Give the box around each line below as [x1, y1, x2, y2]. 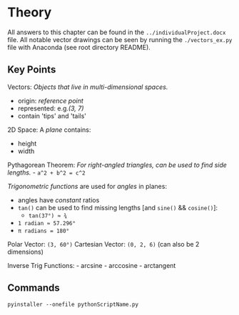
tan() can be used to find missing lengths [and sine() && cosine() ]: [17, 203, 218, 212]
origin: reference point [17, 96, 83, 105]
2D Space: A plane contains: [7, 125, 91, 134]
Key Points [7, 63, 56, 76]
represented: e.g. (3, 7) [17, 104, 84, 113]
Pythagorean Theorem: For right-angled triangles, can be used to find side [7, 160, 227, 169]
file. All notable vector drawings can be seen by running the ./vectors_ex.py [7, 35, 233, 43]
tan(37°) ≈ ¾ [28, 212, 68, 220]
